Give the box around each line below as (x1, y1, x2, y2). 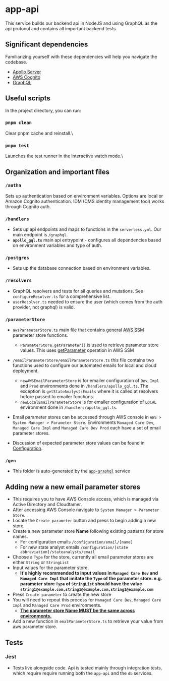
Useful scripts (5, 94, 50, 103)
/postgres (5, 255, 29, 261)
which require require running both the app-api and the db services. (12, 670, 153, 676)
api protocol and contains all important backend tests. (5, 25, 117, 31)
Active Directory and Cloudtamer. (12, 502, 82, 508)
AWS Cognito (12, 74, 41, 80)
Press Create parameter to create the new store (12, 591, 111, 598)
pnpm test (5, 143, 29, 148)
